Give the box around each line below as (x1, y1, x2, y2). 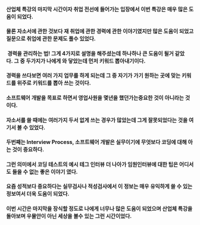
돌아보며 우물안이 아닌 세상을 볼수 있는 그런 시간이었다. (6, 212, 132, 220)
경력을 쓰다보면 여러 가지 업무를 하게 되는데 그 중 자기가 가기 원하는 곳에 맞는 (6, 72, 181, 79)
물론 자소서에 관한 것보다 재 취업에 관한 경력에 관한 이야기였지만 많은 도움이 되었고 (6, 27, 194, 35)
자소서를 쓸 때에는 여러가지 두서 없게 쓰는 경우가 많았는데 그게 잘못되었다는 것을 (6, 116, 188, 123)
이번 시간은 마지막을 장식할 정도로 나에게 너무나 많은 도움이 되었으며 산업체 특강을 (6, 205, 193, 212)
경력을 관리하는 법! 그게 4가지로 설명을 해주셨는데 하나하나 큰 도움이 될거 (7, 49, 174, 57)
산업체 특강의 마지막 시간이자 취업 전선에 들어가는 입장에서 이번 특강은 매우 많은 (6, 5, 188, 12)
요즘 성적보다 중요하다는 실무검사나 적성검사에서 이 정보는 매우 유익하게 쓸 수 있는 (6, 183, 193, 190)
